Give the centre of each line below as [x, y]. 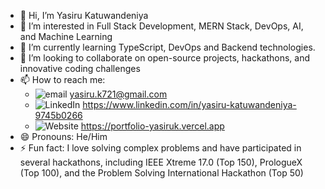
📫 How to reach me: [62, 79]
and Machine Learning [66, 36]
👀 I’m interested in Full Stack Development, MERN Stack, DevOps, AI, [161, 26]
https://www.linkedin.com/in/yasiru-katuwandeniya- [189, 104]
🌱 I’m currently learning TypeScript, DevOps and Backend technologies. [167, 47]
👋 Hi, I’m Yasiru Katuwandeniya [84, 15]
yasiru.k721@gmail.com [118, 94]
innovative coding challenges [80, 68]
